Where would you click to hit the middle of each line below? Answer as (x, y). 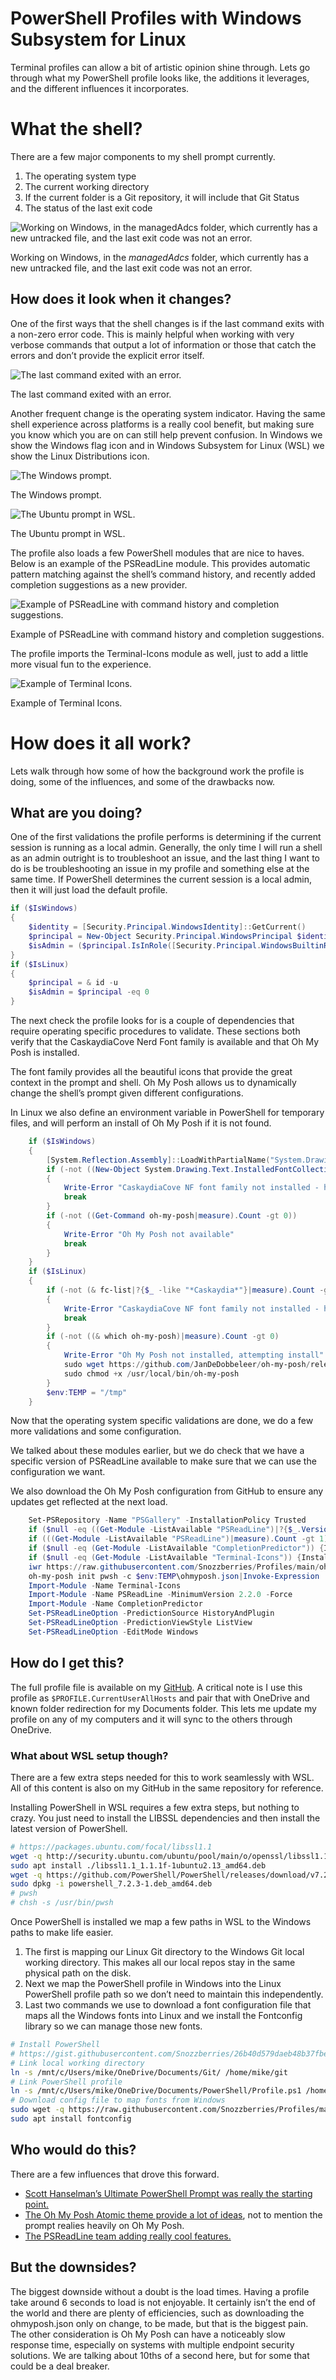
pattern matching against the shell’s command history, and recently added (163, 574)
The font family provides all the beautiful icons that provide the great (151, 1072)
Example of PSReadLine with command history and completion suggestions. (167, 634)
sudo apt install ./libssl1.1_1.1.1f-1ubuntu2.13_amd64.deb (138, 1865)
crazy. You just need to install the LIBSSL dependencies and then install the (165, 1818)
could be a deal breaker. (60, 2366)
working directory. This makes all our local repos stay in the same (160, 1963)
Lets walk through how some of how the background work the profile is (157, 771)
